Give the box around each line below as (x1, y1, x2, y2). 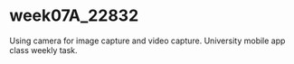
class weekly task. (9, 44, 79, 55)
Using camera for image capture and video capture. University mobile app (9, 35, 286, 46)
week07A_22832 (9, 5, 139, 26)
